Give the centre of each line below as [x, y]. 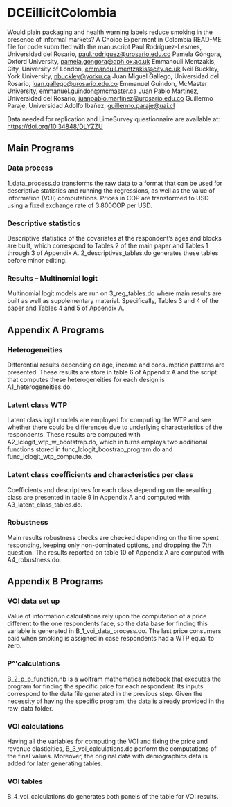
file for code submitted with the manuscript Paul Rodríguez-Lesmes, [105, 46]
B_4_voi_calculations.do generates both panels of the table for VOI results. [113, 797]
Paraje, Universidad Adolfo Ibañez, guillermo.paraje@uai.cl [91, 105]
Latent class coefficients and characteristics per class [100, 475]
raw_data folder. [30, 708]
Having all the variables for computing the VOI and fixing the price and [107, 741]
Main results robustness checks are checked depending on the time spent [113, 537]
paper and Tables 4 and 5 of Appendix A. [66, 308]
